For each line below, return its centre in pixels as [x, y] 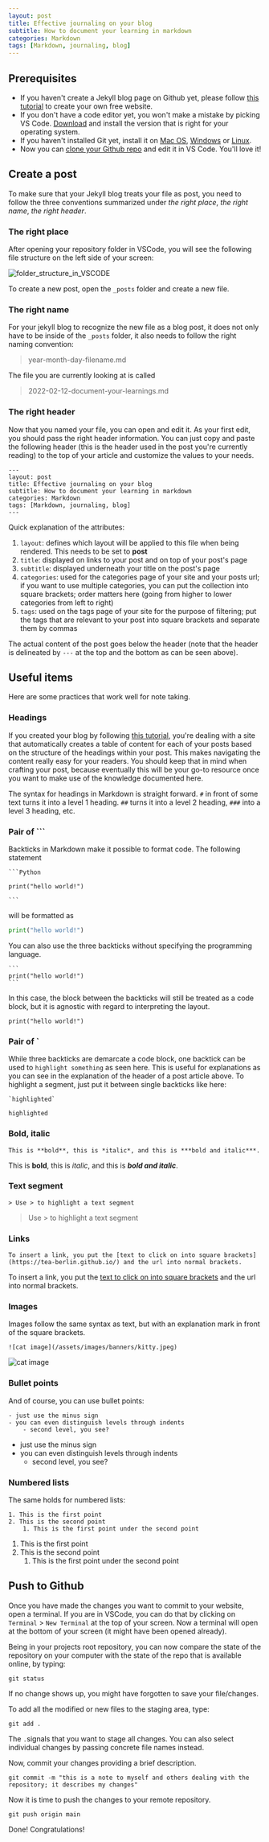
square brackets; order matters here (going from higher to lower [126, 594]
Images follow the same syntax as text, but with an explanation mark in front [134, 1324]
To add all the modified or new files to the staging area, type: [109, 1709]
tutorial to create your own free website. [86, 106]
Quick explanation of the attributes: [67, 527]
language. [25, 954]
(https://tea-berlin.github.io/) [64, 1263]
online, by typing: [37, 1663]
